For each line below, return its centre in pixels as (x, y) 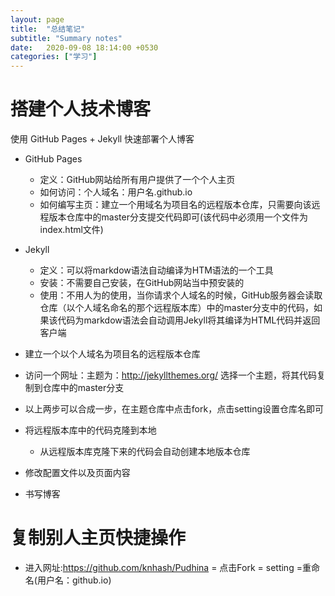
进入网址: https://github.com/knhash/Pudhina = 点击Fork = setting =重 (168, 567)
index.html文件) (71, 230)
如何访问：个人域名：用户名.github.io (116, 192)
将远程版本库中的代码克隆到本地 (90, 430)
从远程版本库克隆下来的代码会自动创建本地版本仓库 (145, 452)
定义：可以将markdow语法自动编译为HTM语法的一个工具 (156, 270)
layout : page (37, 19)
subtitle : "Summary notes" (66, 38)
